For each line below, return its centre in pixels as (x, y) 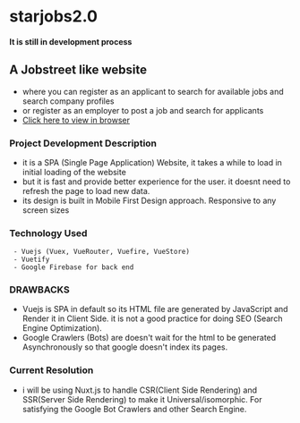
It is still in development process (71, 41)
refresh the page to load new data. (86, 190)
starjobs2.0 (54, 17)
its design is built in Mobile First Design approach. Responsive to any (149, 200)
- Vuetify (31, 260)
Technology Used (48, 233)
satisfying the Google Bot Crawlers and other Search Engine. (134, 409)
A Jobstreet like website (78, 70)
